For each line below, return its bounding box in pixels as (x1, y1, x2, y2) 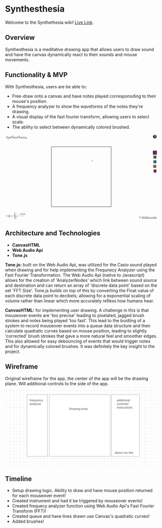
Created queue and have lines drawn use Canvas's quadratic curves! (12, 513, 150, 519)
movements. (5, 57, 30, 63)
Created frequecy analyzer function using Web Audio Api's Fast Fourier (12, 503, 155, 509)
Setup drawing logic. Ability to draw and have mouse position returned (12, 488, 153, 494)
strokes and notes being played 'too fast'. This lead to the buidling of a (5, 317, 146, 323)
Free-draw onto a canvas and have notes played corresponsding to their (12, 93, 156, 99)
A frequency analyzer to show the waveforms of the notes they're (12, 103, 143, 109)
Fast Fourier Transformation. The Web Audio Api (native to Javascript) (5, 272, 145, 278)
